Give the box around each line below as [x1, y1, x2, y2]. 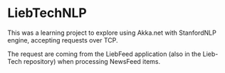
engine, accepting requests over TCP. [7, 35, 118, 44]
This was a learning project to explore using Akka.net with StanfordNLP [7, 28, 217, 37]
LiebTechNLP [7, 5, 87, 21]
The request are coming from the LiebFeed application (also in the [7, 50, 202, 58]
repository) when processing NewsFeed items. [23, 57, 161, 65]
